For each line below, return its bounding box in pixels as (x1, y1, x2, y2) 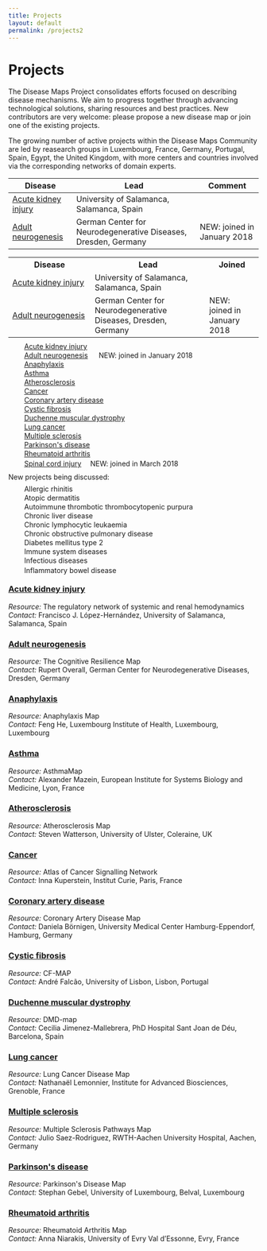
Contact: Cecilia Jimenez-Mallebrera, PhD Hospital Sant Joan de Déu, (8, 1023, 238, 1032)
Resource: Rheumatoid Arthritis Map (8, 1226, 127, 1235)
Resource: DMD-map (8, 1014, 78, 1024)
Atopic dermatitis (23, 494, 80, 503)
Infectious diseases (23, 556, 88, 565)
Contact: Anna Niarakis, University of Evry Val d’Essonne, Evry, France (8, 1234, 240, 1244)
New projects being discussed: (8, 472, 110, 482)
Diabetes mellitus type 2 (23, 538, 103, 548)
